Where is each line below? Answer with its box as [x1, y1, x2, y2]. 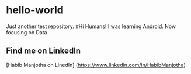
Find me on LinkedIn [6, 46, 81, 56]
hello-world [6, 3, 64, 17]
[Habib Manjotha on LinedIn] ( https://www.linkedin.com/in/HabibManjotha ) [6, 61, 186, 68]
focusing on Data [6, 29, 48, 36]
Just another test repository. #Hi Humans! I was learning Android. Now [6, 23, 176, 30]
